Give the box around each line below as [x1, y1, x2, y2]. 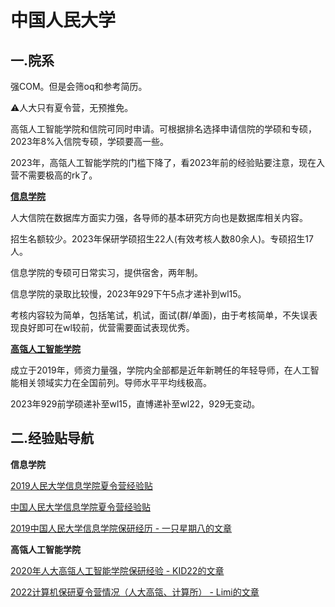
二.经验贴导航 [10, 430, 95, 447]
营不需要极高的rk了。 [10, 169, 98, 181]
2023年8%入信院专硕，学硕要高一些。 [10, 136, 169, 147]
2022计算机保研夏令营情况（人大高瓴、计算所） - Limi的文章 [10, 586, 260, 598]
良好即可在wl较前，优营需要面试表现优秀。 [18, 322, 195, 333]
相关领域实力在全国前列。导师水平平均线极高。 [18, 377, 212, 388]
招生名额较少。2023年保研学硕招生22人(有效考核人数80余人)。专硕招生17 [10, 233, 314, 245]
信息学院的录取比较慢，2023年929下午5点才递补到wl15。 [10, 288, 247, 300]
